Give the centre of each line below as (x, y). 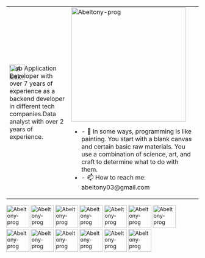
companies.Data (33, 114)
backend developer (37, 99)
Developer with (31, 75)
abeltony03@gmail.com (116, 187)
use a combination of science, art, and (136, 154)
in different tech (32, 106)
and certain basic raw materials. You (134, 147)
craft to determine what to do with (130, 162)
